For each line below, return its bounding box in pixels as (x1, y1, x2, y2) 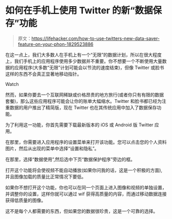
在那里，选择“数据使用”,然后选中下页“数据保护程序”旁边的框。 (5, 156, 136, 162)
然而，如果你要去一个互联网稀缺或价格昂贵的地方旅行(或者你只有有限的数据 (5, 92, 164, 98)
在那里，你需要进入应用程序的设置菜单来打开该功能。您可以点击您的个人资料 (5, 139, 167, 145)
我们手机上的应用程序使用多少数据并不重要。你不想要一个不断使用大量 (14, 58, 162, 64)
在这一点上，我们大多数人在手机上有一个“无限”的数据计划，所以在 (5, 52, 144, 58)
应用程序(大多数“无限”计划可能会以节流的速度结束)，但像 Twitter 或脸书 (14, 64, 164, 71)
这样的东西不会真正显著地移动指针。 (5, 71, 82, 77)
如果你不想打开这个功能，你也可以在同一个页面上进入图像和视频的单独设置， (5, 184, 167, 190)
